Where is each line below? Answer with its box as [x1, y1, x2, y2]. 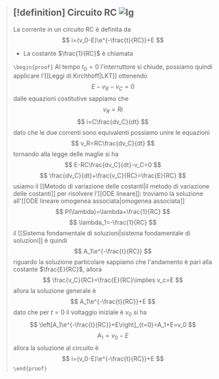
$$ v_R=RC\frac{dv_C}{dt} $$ [71, 139, 155, 148]
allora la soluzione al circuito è [12, 343, 99, 351]
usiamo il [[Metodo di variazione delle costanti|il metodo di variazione [12, 182, 210, 191]
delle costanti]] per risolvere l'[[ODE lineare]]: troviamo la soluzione [12, 190, 204, 198]
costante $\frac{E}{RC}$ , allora [12, 266, 102, 274]
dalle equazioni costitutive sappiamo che [12, 94, 129, 103]
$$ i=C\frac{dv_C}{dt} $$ [77, 118, 149, 126]
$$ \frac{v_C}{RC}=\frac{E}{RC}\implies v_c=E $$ [43, 276, 183, 284]
